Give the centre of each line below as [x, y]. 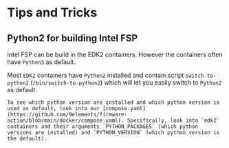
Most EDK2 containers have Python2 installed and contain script [96, 75]
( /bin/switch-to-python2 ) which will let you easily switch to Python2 [126, 83]
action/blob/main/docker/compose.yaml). [66, 120]
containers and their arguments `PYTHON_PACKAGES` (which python [102, 127]
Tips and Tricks [52, 13]
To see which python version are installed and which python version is [113, 103]
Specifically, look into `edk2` [173, 120]
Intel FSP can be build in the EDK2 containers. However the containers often [115, 54]
